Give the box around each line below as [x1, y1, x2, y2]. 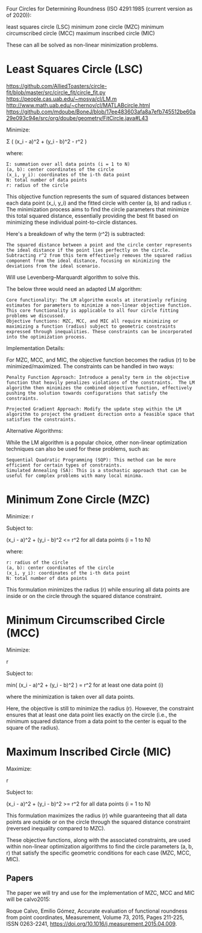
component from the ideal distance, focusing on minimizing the [6, 258, 171, 264]
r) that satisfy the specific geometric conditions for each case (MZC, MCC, [6, 849, 191, 856]
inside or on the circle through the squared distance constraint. [6, 592, 162, 599]
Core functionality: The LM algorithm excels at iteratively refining [6, 297, 187, 303]
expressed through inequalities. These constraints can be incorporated [6, 328, 192, 334]
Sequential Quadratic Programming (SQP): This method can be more [6, 457, 176, 463]
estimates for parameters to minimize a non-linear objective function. [6, 302, 192, 308]
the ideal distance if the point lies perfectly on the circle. [6, 247, 171, 253]
